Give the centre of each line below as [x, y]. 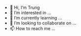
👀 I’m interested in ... [30, 13]
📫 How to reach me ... [32, 28]
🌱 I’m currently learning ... [36, 18]
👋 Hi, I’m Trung [25, 8]
